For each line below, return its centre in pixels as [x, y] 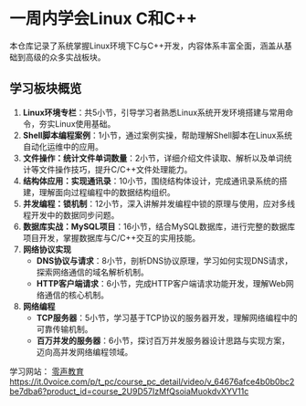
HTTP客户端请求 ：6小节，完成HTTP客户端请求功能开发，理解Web [161, 283]
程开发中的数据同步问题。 [71, 214]
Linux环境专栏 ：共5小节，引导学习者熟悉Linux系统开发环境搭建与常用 [154, 112]
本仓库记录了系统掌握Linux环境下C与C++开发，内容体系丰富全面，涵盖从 [147, 46]
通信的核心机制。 [77, 295]
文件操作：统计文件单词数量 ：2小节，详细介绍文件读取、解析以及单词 [153, 158]
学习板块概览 [46, 89]
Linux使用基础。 [85, 123]
